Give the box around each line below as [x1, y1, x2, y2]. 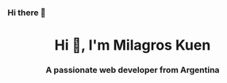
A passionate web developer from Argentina [45, 65, 220, 76]
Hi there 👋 [7, 7, 47, 18]
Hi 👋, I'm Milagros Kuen [54, 36, 211, 55]
